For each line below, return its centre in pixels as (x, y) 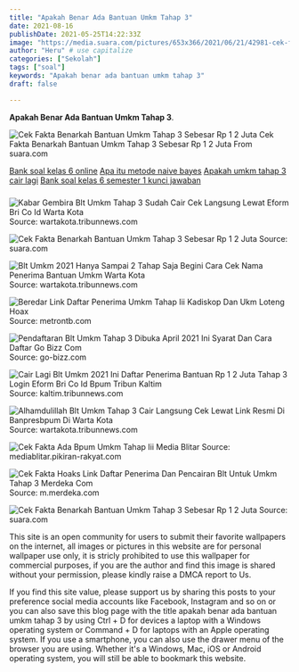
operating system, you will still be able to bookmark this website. (128, 658)
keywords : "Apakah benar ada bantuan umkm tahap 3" (107, 76)
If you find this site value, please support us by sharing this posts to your (142, 592)
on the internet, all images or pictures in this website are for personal (135, 546)
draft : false (33, 84)
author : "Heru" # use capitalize (71, 51)
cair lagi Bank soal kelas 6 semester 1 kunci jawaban (105, 180)
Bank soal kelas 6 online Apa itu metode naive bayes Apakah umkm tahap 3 (148, 170)
